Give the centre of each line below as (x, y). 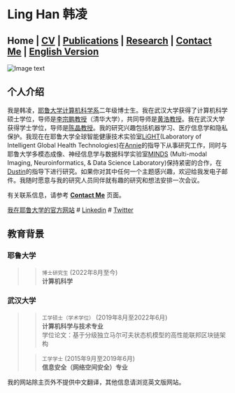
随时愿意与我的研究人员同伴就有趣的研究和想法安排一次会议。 (114, 180)
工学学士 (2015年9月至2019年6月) (88, 358)
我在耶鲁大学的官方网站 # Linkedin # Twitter (71, 210)
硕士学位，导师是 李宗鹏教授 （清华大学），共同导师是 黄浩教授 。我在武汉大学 (116, 119)
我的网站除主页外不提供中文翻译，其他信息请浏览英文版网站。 (96, 382)
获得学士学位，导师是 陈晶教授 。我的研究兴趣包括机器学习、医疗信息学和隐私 (117, 127)
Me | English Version (53, 51)
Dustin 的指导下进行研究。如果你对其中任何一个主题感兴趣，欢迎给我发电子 (115, 171)
